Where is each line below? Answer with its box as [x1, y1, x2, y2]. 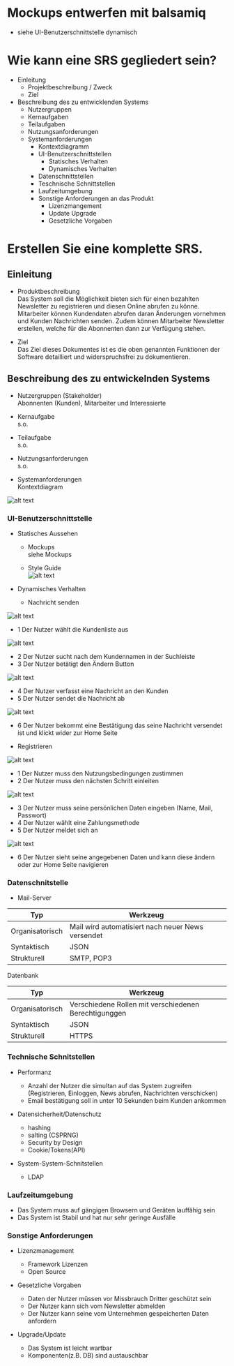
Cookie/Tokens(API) [27, 1145, 86, 1154]
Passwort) [17, 811, 47, 819]
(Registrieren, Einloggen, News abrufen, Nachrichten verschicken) [27, 1089, 218, 1097]
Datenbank [7, 972, 39, 980]
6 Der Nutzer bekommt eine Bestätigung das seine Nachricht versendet [17, 721, 223, 729]
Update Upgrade [48, 209, 97, 217]
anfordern [27, 1317, 57, 1326]
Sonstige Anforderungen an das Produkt [38, 194, 155, 202]
